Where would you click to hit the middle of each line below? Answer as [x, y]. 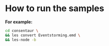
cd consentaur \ [22, 31]
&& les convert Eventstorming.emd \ [43, 35]
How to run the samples [55, 8]
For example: [19, 22]
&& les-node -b [21, 40]
